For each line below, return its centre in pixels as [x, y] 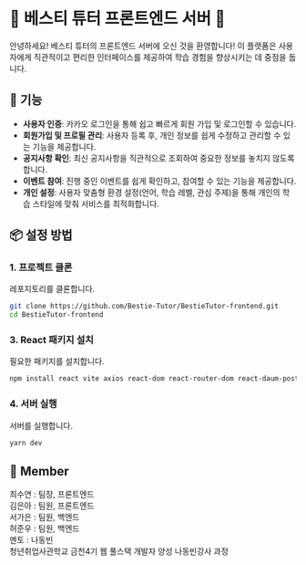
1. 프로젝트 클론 [41, 267]
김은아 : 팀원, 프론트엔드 [52, 506]
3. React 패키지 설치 [51, 340]
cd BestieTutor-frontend [56, 315]
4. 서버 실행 [33, 404]
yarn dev [26, 443]
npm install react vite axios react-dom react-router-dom [122, 379]
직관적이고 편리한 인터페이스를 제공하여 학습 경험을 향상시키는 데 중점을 [160, 57]
